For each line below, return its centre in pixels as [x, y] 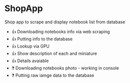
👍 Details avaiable [30, 61]
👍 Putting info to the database [42, 39]
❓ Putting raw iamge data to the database [53, 75]
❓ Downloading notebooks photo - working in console [65, 68]
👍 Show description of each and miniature [54, 53]
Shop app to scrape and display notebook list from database [65, 22]
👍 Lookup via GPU [30, 46]
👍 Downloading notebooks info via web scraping [61, 32]
